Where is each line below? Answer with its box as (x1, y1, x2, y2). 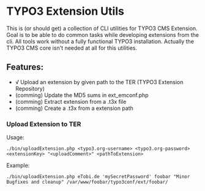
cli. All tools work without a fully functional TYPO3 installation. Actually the (6, 37, 195, 45)
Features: (6, 62, 44, 72)
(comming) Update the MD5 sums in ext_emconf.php (15, 91, 149, 99)
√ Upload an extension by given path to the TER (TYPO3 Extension (15, 78, 184, 85)
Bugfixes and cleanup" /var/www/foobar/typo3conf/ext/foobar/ (6, 179, 168, 185)
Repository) (15, 85, 45, 92)
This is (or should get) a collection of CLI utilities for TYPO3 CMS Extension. (6, 25, 198, 32)
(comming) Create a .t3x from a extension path (15, 104, 133, 112)
